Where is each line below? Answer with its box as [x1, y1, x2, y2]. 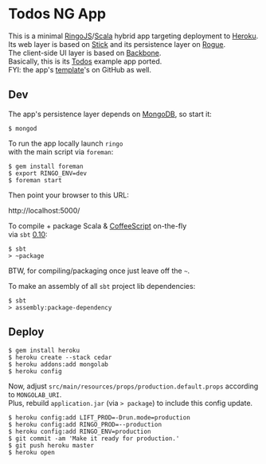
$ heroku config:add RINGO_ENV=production [8, 427, 151, 435]
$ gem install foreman [8, 162, 84, 170]
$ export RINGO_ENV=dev [8, 169, 88, 177]
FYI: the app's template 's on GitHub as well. [8, 64, 151, 74]
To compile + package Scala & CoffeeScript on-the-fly [8, 220, 187, 231]
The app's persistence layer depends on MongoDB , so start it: [8, 109, 213, 119]
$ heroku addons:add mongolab [8, 360, 109, 368]
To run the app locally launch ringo [8, 138, 123, 148]
